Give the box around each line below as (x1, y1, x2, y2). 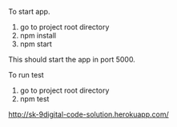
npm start (19, 39, 52, 49)
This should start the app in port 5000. (8, 55, 136, 64)
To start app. (8, 7, 50, 16)
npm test (19, 94, 50, 103)
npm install (19, 31, 57, 40)
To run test (8, 70, 44, 79)
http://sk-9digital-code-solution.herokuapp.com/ (8, 109, 170, 119)
